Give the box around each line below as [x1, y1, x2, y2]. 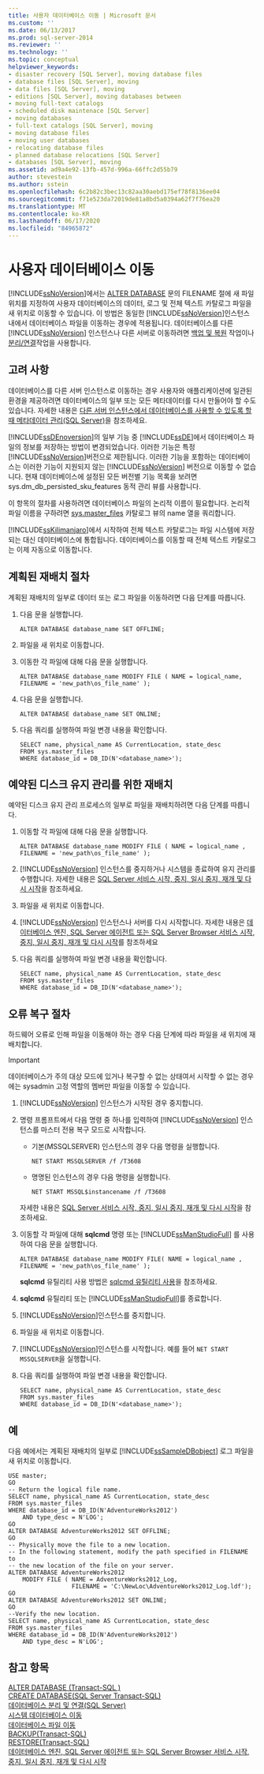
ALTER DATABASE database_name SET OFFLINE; [19, 625, 165, 633]
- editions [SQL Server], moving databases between [8, 92, 181, 100]
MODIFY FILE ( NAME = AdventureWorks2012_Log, [22, 1576, 178, 1584]
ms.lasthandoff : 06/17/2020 [8, 217, 101, 225]
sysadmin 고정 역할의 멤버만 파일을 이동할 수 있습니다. [22, 1081, 191, 1091]
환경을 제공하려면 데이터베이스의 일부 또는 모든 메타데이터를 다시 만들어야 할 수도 [8, 396, 257, 405]
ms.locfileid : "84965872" [8, 224, 93, 233]
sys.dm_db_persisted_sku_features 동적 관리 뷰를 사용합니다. [8, 481, 201, 490]
